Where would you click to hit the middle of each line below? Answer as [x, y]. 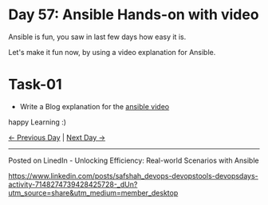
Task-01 [35, 85]
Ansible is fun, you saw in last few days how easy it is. [97, 37]
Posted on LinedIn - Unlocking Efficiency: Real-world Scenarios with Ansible [134, 160]
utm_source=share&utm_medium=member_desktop [93, 192]
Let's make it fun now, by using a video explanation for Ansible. [112, 52]
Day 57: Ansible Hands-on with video [134, 15]
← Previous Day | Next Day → [57, 137]
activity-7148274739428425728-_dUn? [73, 184]
